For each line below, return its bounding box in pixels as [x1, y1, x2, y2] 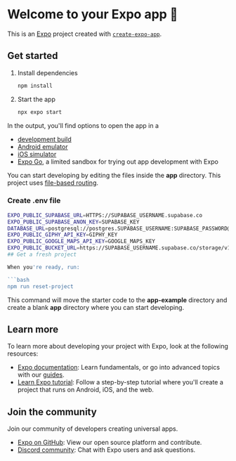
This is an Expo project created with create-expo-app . [7, 30, 162, 38]
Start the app [17, 95, 56, 103]
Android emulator [17, 142, 68, 150]
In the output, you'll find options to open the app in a [7, 121, 159, 129]
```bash [7, 276, 30, 283]
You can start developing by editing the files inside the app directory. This [7, 171, 221, 179]
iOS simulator [17, 150, 57, 158]
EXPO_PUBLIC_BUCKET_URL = [7, 245, 80, 252]
